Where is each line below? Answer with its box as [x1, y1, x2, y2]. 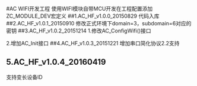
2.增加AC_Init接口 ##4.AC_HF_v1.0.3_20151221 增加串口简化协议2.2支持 [6, 40, 180, 47]
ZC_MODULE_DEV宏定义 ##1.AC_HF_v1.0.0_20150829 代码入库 [6, 12, 160, 19]
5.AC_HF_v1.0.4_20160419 [6, 57, 106, 67]
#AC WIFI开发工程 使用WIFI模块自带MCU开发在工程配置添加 [6, 5, 153, 12]
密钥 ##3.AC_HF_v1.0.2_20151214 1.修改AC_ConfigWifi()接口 [6, 27, 151, 34]
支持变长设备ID [6, 73, 43, 81]
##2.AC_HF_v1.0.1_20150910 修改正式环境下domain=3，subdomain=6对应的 [6, 20, 192, 27]
